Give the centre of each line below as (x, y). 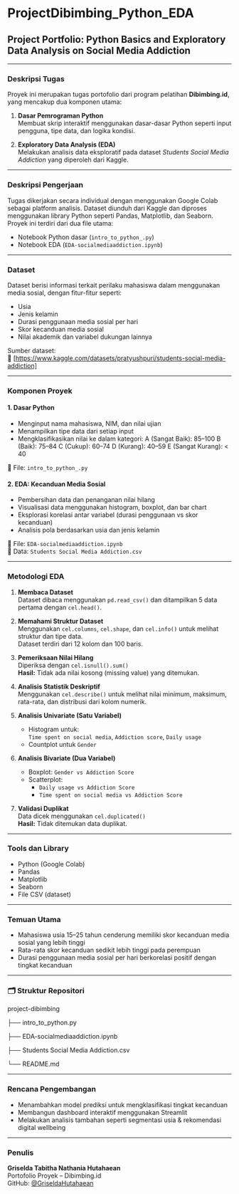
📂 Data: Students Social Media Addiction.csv (75, 551)
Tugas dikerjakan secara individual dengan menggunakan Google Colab (113, 200)
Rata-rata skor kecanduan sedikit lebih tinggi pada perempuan (109, 950)
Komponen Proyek (40, 391)
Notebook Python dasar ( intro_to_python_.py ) (86, 237)
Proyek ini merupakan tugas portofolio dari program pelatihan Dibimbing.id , (118, 95)
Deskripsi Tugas (36, 78)
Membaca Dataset (45, 592)
